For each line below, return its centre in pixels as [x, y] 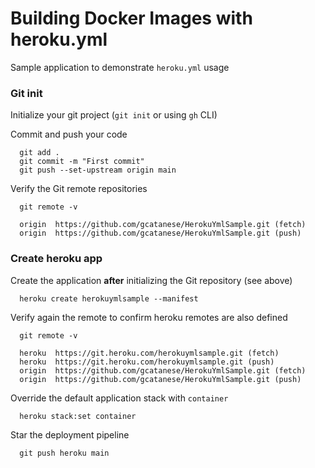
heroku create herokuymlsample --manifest [109, 298]
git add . [39, 153]
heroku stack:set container [78, 416]
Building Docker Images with [131, 18]
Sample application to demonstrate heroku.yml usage [120, 67]
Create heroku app [56, 259]
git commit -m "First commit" [82, 162]
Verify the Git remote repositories [79, 189]
